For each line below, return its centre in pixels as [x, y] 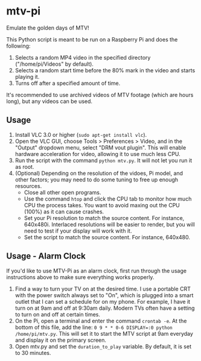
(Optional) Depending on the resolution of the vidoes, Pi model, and [99, 173]
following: [18, 46]
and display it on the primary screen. [61, 340]
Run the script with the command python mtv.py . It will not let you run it [103, 160]
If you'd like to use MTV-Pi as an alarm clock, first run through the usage [97, 271]
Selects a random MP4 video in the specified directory [83, 57]
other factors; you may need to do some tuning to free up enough [97, 180]
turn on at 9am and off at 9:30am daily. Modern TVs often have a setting [105, 308]
